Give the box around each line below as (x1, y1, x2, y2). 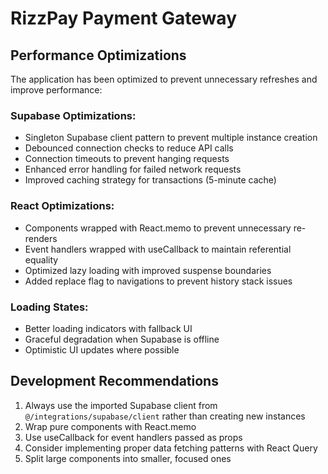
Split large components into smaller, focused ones (24, 452, 232, 464)
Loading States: (10, 300, 89, 314)
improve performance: (10, 84, 103, 96)
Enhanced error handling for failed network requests (24, 163, 242, 176)
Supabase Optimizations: (10, 108, 137, 122)
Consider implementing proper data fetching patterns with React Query (24, 442, 318, 454)
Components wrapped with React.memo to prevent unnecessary (24, 222, 292, 234)
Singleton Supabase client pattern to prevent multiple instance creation (24, 132, 318, 144)
